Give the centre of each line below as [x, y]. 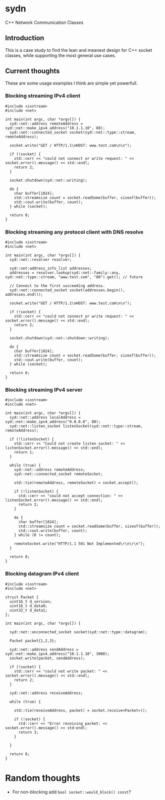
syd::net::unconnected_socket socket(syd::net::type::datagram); [79, 632]
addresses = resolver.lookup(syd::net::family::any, [65, 273]
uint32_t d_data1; [29, 610]
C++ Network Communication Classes [44, 22]
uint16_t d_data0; [29, 606]
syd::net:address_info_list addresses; [51, 269]
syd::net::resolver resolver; [41, 260]
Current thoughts [33, 71]
